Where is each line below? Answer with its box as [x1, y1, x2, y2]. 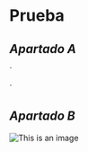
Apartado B [9, 109, 75, 124]
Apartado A [9, 41, 76, 57]
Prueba [9, 5, 65, 26]
